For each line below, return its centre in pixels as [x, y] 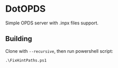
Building [19, 39]
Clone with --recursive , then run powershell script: [59, 51]
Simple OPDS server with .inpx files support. [52, 23]
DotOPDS [26, 9]
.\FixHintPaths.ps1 [26, 60]
